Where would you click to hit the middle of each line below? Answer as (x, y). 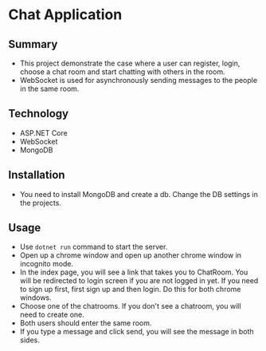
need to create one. (52, 315)
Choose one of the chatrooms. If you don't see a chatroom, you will (130, 306)
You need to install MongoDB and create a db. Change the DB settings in (139, 194)
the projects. (41, 203)
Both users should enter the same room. (86, 323)
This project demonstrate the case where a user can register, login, (130, 63)
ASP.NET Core (43, 132)
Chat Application (65, 15)
